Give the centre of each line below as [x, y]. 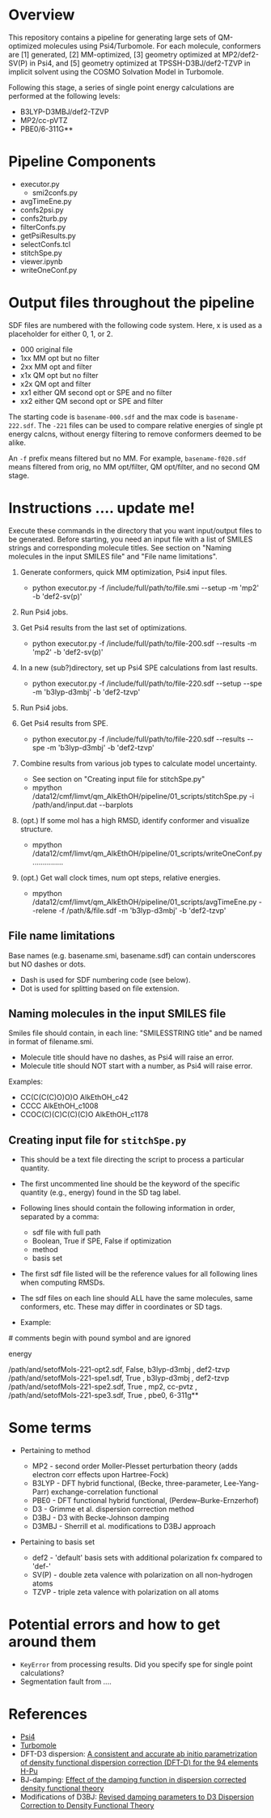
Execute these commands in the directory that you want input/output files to [135, 530]
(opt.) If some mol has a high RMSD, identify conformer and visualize [135, 820]
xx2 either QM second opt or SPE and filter [91, 401]
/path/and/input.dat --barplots [83, 805]
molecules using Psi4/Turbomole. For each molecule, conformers [152, 45]
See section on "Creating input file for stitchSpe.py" [119, 779]
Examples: [25, 1081]
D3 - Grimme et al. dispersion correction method [113, 1509]
